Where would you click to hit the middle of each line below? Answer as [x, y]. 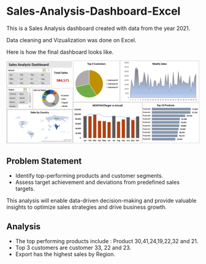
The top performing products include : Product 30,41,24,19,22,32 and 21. [107, 241]
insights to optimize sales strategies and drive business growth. [86, 207]
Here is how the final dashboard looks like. [60, 52]
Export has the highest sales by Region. [65, 254]
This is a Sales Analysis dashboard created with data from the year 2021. [98, 28]
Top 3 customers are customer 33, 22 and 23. [73, 248]
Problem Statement [44, 161]
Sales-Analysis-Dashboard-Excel [93, 11]
